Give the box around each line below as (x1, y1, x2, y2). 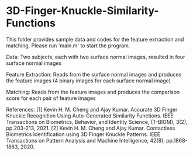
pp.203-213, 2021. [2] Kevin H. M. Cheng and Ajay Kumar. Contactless (6, 124, 175, 131)
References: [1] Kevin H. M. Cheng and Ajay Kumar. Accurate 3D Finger (6, 106, 178, 113)
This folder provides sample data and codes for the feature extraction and (6, 36, 184, 43)
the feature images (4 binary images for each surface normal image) (6, 77, 171, 84)
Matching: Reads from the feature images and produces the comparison (6, 88, 180, 95)
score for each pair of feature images (6, 95, 96, 102)
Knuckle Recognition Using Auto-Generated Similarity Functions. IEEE (6, 112, 174, 119)
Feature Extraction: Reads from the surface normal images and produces (6, 71, 182, 78)
